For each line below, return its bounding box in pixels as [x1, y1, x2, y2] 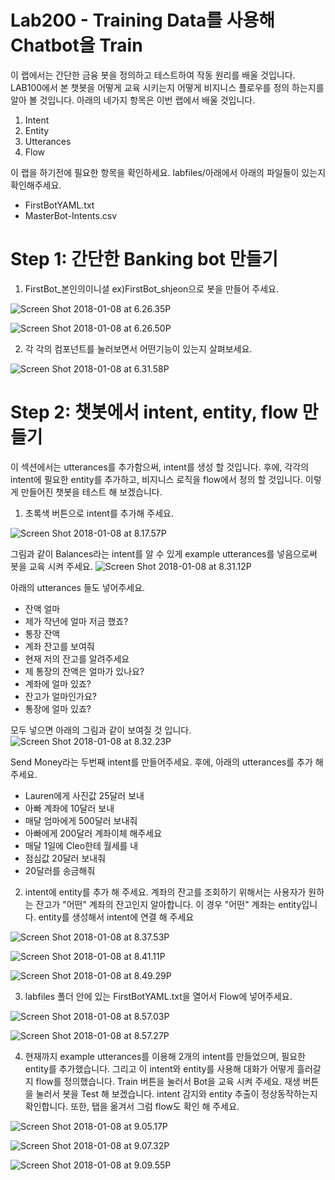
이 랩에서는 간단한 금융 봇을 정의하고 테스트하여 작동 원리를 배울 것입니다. [10, 69, 296, 81]
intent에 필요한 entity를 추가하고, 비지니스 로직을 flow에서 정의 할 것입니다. [10, 473, 303, 485]
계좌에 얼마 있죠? [24, 677, 92, 690]
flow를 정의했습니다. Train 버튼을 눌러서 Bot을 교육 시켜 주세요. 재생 [35, 1075, 301, 1087]
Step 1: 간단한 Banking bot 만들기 [10, 248, 279, 271]
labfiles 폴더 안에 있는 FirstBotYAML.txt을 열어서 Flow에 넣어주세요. [24, 990, 293, 1002]
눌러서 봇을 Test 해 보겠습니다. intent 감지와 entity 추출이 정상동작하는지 [35, 1087, 318, 1100]
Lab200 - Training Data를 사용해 [10, 9, 276, 32]
